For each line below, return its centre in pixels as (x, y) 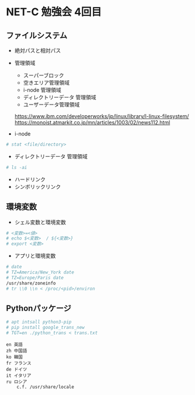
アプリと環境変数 (35, 256)
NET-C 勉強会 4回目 (54, 12)
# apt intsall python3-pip (39, 322)
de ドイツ (17, 369)
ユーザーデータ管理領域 (51, 105)
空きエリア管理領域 (46, 83)
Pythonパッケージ (39, 308)
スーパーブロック (43, 75)
